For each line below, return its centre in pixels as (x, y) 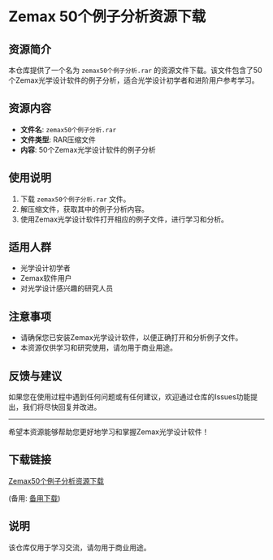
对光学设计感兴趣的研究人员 (67, 288)
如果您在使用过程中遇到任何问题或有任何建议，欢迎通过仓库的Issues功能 (130, 397)
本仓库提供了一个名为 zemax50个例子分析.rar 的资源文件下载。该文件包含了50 (135, 70)
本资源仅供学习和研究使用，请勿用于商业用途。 (98, 348)
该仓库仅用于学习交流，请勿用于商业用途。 (80, 547)
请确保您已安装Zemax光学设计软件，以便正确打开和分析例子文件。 (131, 338)
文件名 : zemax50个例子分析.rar (68, 129)
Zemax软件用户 (46, 278)
